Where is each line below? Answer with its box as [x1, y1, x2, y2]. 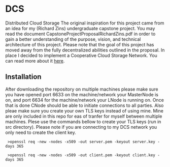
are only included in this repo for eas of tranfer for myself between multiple [5, 113, 162, 119]
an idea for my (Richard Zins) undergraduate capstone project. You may [5, 25, 155, 31]
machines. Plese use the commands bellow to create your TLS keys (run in [5, 118, 161, 125]
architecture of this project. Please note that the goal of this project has [5, 41, 154, 47]
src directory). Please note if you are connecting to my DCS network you [5, 124, 157, 130]
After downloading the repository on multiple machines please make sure [5, 86, 158, 92]
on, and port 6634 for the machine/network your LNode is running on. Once [5, 97, 164, 103]
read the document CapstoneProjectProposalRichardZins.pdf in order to [5, 31, 156, 37]
